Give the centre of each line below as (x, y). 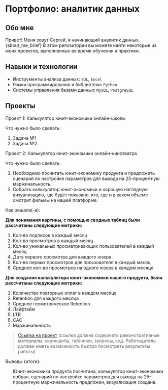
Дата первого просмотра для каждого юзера (62, 257)
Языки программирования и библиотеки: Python (65, 84)
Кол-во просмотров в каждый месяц (53, 241)
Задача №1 (24, 138)
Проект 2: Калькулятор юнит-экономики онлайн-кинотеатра (71, 153)
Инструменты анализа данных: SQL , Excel (57, 79)
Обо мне (20, 28)
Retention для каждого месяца (46, 298)
